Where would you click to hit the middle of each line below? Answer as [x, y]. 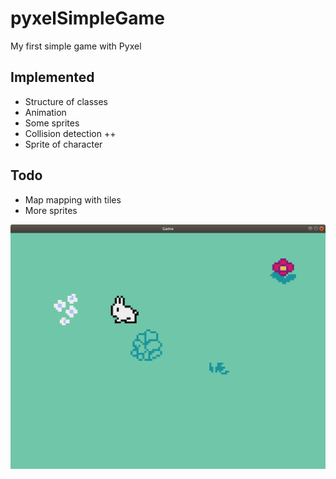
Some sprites [52, 123]
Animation [45, 112]
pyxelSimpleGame [87, 18]
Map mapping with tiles [73, 199]
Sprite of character [63, 144]
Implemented [52, 77]
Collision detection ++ [70, 133]
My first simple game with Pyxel [76, 46]
